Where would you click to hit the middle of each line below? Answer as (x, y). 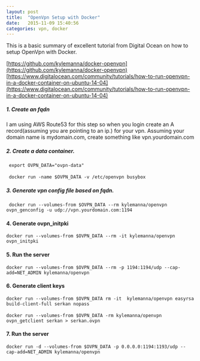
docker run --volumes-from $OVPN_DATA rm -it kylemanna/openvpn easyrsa (100, 299)
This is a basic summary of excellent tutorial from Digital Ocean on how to (97, 46)
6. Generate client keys (35, 286)
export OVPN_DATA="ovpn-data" (46, 166)
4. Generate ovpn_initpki (37, 223)
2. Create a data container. (40, 151)
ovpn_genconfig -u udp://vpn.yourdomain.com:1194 (69, 210)
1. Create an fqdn (28, 109)
